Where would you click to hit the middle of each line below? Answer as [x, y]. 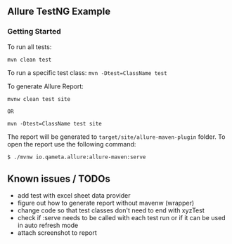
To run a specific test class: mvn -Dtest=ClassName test [87, 72]
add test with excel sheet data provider [74, 196]
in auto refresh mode [48, 225]
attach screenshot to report [57, 233]
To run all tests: [30, 47]
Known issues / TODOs [59, 178]
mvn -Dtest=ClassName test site [54, 123]
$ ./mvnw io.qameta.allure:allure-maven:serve [77, 157]
